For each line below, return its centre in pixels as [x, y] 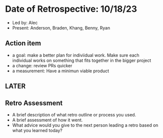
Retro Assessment [34, 103]
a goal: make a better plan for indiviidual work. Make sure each [76, 55]
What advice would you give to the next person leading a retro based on [85, 125]
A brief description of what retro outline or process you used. [74, 114]
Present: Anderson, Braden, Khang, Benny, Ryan [61, 28]
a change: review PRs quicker [42, 65]
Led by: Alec [25, 23]
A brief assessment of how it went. [47, 120]
